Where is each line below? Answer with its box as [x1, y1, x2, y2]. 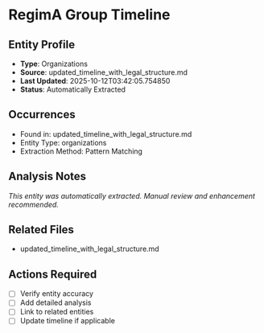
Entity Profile [8, 38, 75, 51]
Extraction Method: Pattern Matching [19, 146, 143, 156]
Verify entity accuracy [19, 289, 94, 298]
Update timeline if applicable [19, 316, 115, 326]
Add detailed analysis [19, 298, 92, 307]
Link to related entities [19, 307, 94, 317]
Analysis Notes [8, 170, 87, 183]
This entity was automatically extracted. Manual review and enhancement [8, 191, 256, 200]
